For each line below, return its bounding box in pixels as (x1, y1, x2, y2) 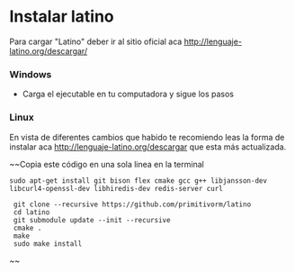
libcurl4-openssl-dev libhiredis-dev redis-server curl (9, 184, 223, 193)
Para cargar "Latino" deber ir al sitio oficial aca (9, 36, 183, 47)
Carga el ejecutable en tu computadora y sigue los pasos (22, 88, 234, 100)
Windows (9, 68, 52, 80)
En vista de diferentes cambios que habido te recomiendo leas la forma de (9, 131, 285, 142)
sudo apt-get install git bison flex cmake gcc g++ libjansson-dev (9, 176, 268, 186)
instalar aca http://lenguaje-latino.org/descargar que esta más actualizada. (9, 141, 287, 152)
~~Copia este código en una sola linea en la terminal (9, 159, 204, 169)
